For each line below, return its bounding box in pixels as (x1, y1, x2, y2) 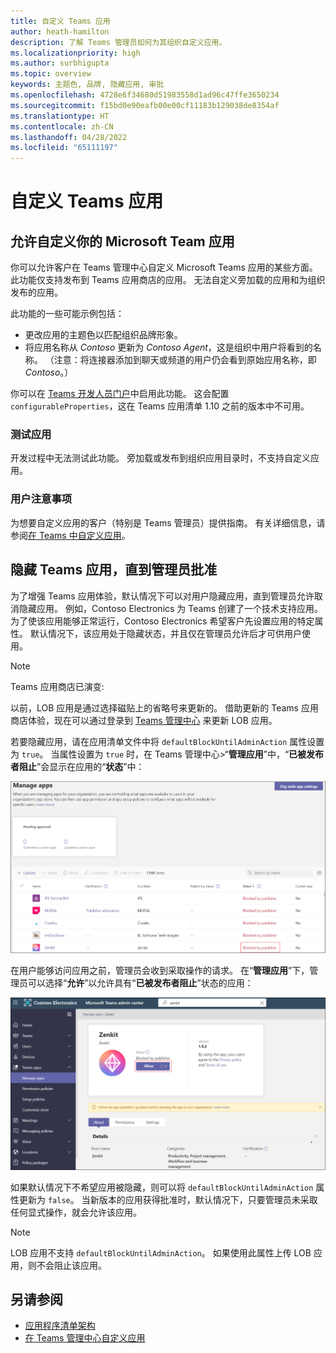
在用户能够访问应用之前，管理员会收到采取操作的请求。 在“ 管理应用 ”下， (10, 964, 310, 976)
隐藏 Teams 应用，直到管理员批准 (10, 561, 218, 579)
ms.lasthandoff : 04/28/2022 (10, 132, 128, 142)
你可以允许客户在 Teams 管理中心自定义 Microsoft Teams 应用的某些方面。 (10, 261, 318, 274)
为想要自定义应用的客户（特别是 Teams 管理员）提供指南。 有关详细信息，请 (10, 516, 326, 529)
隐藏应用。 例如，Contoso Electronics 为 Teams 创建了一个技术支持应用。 (18, 602, 323, 614)
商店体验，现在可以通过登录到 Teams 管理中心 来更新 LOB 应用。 (10, 714, 278, 726)
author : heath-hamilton (10, 26, 110, 37)
